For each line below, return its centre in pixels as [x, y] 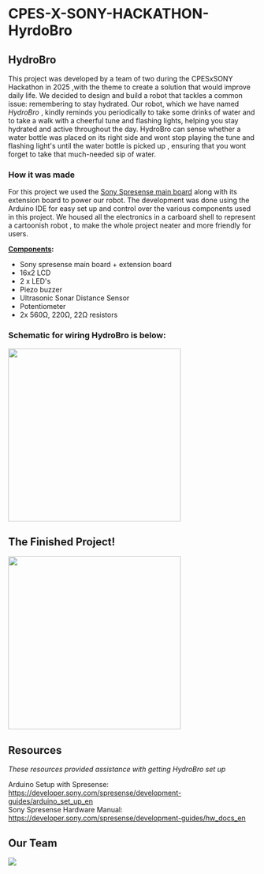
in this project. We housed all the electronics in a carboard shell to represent [132, 217]
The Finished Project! [62, 542]
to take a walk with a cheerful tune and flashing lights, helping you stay [123, 121]
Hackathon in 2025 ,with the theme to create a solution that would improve [129, 87]
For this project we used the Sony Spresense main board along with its [123, 192]
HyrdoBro [41, 30]
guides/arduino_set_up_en [50, 801]
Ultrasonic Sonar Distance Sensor [74, 298]
